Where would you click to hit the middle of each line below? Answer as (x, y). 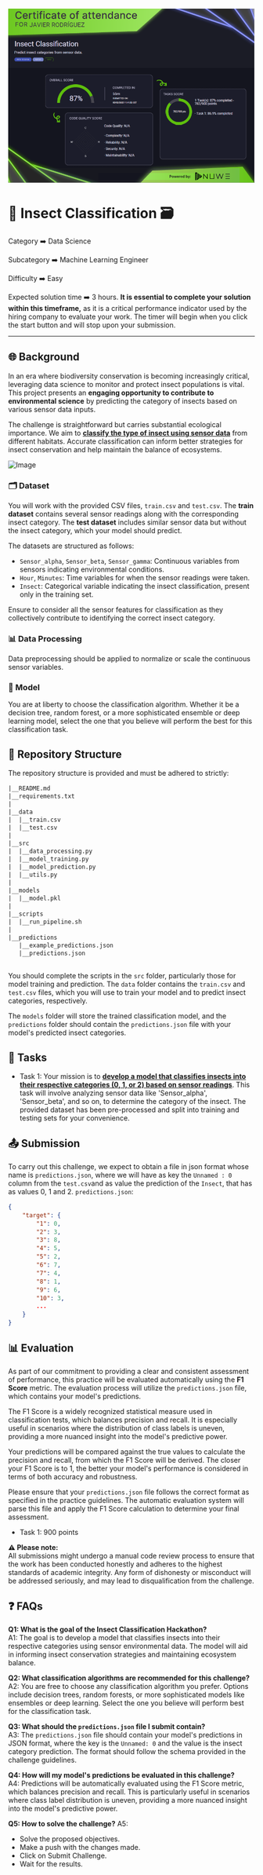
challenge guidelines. (42, 1760)
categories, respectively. (48, 1001)
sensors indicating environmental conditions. (92, 569)
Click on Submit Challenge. (63, 1855)
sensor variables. (36, 667)
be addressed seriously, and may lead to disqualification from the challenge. (131, 1581)
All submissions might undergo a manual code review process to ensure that (131, 1555)
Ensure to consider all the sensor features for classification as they (116, 609)
